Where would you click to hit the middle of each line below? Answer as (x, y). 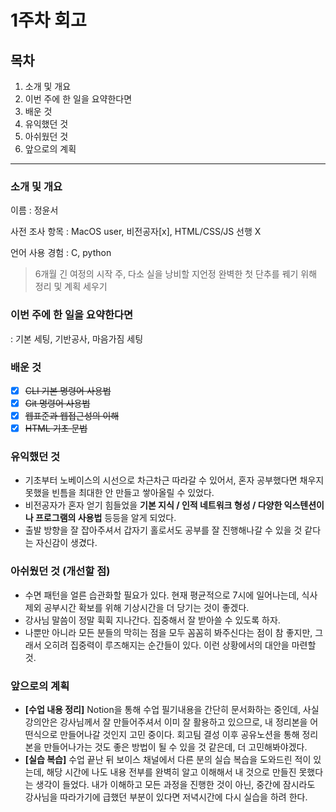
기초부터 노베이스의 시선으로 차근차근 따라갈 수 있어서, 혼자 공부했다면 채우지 (174, 480)
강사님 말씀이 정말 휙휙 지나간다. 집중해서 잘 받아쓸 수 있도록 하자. (152, 620)
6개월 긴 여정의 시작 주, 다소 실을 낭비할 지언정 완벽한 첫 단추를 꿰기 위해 (176, 274)
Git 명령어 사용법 (57, 403)
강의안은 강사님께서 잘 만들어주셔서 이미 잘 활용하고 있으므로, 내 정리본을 (166, 722)
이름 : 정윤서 (34, 210)
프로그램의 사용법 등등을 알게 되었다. (105, 518)
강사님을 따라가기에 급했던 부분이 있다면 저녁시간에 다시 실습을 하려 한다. (166, 797)
